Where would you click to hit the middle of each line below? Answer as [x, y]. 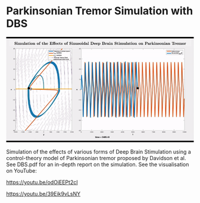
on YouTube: [22, 171]
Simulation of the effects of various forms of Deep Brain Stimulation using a [99, 152]
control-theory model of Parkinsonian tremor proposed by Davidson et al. [96, 158]
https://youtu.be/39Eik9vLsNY [43, 194]
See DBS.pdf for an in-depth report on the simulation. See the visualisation [98, 164]
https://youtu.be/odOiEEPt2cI [42, 182]
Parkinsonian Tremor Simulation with [100, 11]
